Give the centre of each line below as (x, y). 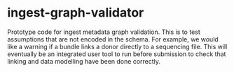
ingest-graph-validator (76, 13)
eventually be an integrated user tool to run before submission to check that (117, 54)
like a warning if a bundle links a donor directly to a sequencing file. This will (117, 46)
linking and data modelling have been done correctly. (84, 61)
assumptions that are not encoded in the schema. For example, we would (113, 39)
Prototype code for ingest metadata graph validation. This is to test (104, 32)
